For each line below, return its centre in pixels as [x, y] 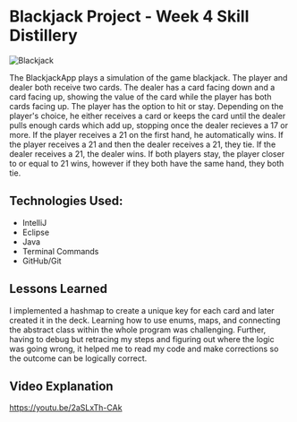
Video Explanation [61, 386]
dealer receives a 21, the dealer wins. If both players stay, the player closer [147, 153]
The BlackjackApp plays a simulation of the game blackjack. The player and [148, 77]
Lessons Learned [58, 289]
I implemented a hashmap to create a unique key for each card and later [142, 310]
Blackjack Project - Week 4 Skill [129, 17]
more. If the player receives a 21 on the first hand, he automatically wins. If [146, 134]
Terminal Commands [60, 251]
